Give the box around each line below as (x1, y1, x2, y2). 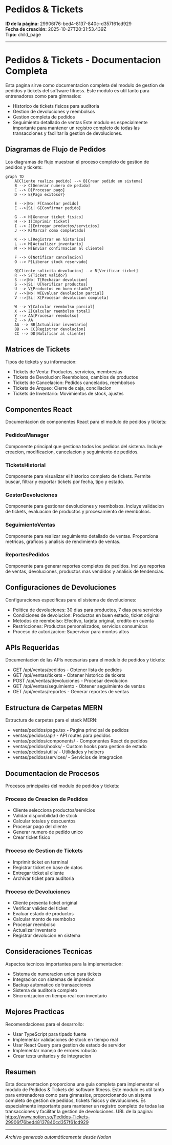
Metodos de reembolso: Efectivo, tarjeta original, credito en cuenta (12, 617, 154, 624)
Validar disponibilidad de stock (12, 813, 78, 819)
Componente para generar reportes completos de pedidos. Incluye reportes (5, 563, 165, 569)
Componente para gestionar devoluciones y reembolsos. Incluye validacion (5, 503, 164, 509)
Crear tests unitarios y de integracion (12, 1053, 91, 1059)
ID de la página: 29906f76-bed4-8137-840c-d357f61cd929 (5, 21, 132, 27)
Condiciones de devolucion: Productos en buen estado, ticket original (12, 612, 160, 618)
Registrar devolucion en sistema (12, 932, 81, 938)
